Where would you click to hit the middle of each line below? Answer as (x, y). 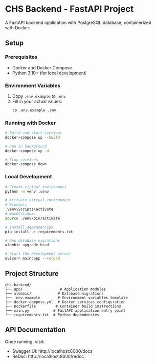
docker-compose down (26, 164)
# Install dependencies (29, 227)
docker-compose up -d (27, 151)
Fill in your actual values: (37, 101)
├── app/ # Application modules (56, 289)
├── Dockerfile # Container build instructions (63, 306)
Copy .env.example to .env (39, 96)
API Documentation (35, 330)
